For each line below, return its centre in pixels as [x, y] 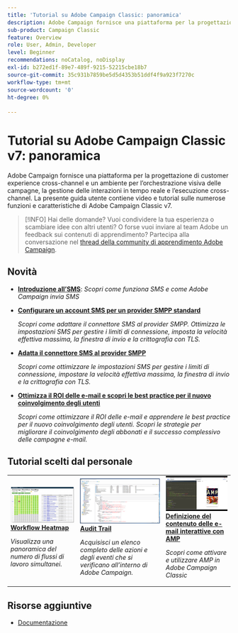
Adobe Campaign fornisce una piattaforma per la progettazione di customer [118, 176]
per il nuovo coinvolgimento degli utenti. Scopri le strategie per [109, 424]
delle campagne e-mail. [52, 439]
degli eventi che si [107, 558]
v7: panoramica [54, 156]
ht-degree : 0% [28, 97]
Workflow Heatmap [40, 528]
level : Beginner [31, 53]
